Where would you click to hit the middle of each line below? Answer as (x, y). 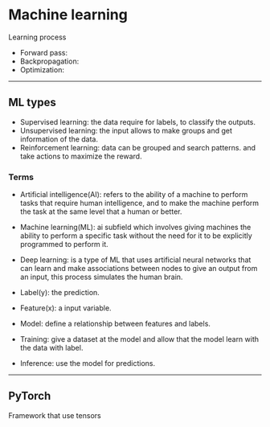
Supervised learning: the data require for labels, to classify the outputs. (137, 121)
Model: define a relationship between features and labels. (115, 324)
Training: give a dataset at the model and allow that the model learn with (139, 339)
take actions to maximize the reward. (81, 156)
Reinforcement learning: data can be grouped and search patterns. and (137, 147)
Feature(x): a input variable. (65, 308)
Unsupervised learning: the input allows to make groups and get (126, 130)
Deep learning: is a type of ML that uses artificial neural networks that (135, 260)
